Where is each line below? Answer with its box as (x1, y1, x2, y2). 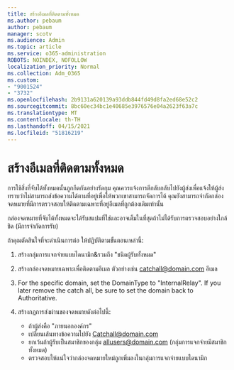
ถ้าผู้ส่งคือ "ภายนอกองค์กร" (28, 322, 92, 330)
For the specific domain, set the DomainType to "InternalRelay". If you (17, 278, 221, 288)
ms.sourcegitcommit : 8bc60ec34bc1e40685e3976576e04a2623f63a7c (7, 103, 199, 110)
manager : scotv (7, 30, 52, 38)
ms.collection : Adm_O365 (7, 70, 81, 77)
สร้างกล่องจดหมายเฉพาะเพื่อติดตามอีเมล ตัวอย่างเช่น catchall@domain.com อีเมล (17, 264, 218, 273)
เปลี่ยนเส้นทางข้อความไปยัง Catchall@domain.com (28, 330, 159, 338)
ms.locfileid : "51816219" (7, 129, 84, 136)
